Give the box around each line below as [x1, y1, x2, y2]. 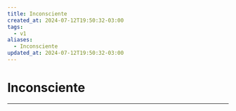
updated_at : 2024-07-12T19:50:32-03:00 [7, 50, 124, 57]
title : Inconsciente [7, 10, 68, 18]
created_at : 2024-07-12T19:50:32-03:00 [7, 17, 124, 24]
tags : [7, 23, 23, 30]
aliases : [7, 37, 33, 44]
